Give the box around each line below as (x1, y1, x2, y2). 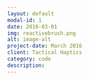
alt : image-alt (7, 36, 51, 43)
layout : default (7, 10, 54, 17)
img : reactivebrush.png (7, 29, 76, 37)
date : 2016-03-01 (7, 23, 58, 30)
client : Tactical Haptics (7, 49, 82, 56)
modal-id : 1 (7, 17, 42, 24)
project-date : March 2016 (7, 42, 82, 49)
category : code (7, 56, 51, 63)
